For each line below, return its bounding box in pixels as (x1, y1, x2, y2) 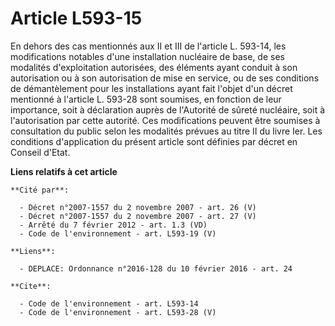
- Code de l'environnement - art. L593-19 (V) (19, 228, 217, 239)
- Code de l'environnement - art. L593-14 (19, 298, 199, 309)
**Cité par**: (10, 185, 70, 195)
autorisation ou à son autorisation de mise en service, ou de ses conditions (10, 72, 320, 84)
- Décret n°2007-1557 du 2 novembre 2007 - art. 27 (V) (19, 211, 257, 221)
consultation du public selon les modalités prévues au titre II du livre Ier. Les (10, 125, 323, 137)
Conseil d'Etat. (10, 146, 71, 158)
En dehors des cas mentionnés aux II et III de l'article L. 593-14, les (10, 40, 287, 52)
